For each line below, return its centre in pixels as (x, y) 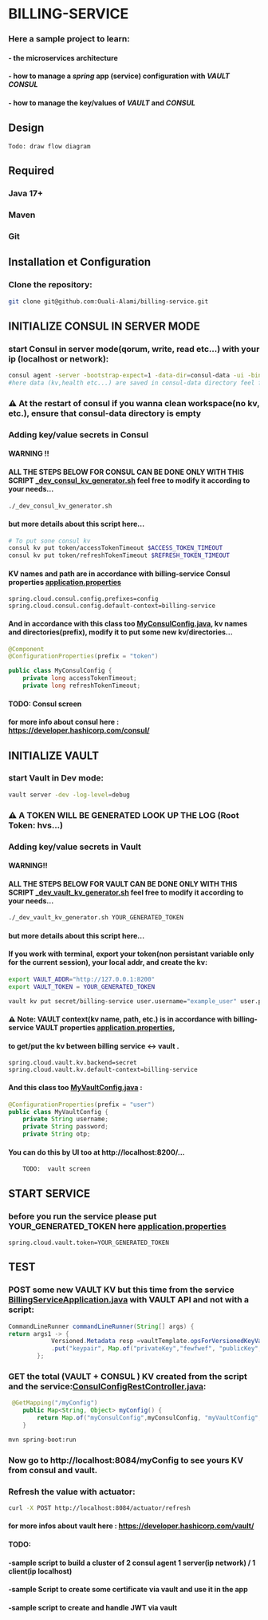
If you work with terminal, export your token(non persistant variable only (131, 954)
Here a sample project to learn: (69, 39)
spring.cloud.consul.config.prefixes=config (83, 599)
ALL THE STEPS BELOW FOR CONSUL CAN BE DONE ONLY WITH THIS (126, 472)
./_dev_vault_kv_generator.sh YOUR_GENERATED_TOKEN (96, 918)
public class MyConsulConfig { (60, 671)
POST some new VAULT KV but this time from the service (121, 1290)
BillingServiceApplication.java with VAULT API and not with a (129, 1300)
